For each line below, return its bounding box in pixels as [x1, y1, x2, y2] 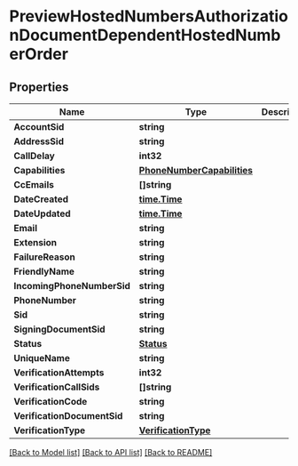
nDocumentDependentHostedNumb [9, 25, 281, 45]
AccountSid [13, 121, 65, 133]
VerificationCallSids [13, 381, 100, 393]
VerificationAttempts [13, 366, 105, 379]
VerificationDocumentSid [13, 410, 123, 422]
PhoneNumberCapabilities [138, 165, 254, 176]
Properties [9, 79, 69, 94]
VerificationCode [13, 396, 88, 407]
